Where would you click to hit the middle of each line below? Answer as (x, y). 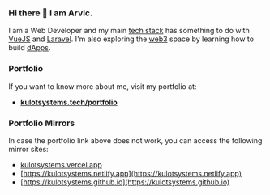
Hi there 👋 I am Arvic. (51, 13)
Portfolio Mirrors (42, 123)
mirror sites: (28, 149)
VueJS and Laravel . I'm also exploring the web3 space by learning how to (131, 39)
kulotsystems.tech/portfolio (69, 102)
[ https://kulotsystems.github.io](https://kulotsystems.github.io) (125, 182)
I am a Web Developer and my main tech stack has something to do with (129, 31)
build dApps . (30, 48)
